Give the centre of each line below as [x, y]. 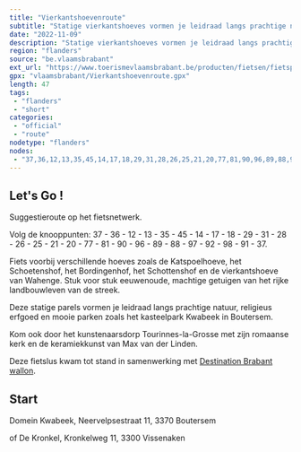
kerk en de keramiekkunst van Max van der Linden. [104, 344]
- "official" [38, 126]
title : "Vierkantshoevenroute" [68, 17]
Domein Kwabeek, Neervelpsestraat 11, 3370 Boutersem [113, 421]
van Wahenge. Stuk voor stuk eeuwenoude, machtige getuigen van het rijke [149, 281]
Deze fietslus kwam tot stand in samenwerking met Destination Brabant [141, 361]
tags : [19, 92]
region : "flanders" [46, 51]
